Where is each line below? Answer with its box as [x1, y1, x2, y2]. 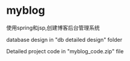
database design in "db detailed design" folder [6, 36, 123, 43]
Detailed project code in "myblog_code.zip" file [6, 47, 124, 54]
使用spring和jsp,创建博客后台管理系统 [6, 24, 100, 31]
